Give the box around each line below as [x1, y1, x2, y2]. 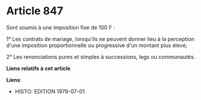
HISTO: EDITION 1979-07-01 [14, 87, 85, 95]
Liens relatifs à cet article [6, 64, 71, 72]
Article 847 [6, 4, 64, 18]
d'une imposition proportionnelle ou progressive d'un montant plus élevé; [6, 42, 188, 49]
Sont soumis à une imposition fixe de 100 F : [6, 24, 115, 31]
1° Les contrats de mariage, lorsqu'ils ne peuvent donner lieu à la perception [6, 35, 195, 42]
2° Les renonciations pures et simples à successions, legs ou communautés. [6, 53, 196, 60]
